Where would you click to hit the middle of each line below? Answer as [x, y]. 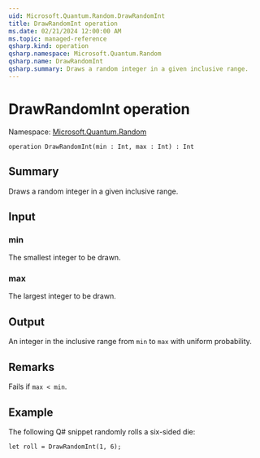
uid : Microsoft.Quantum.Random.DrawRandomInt [87, 16]
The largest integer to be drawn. [62, 296]
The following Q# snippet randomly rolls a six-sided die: [102, 431]
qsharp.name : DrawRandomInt [56, 62]
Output [26, 322]
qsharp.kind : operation [49, 46]
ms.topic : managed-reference [58, 39]
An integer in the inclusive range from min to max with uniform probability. [130, 342]
